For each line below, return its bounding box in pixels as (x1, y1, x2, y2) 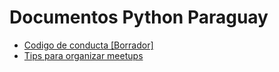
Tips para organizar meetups (23, 49, 144, 61)
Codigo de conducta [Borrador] (23, 39, 154, 51)
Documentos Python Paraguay (9, 6, 269, 29)
